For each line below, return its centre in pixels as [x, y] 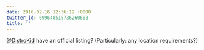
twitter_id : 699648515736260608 [47, 18]
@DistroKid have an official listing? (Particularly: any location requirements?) [102, 41]
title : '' [19, 23]
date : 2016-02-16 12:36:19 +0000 [49, 12]
